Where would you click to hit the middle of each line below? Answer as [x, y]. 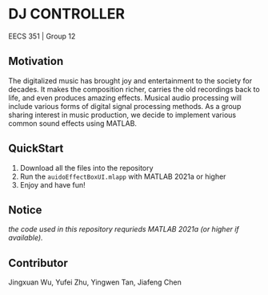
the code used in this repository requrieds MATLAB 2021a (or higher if [124, 229]
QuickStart [36, 149]
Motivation [36, 61]
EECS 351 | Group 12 [42, 36]
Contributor [38, 263]
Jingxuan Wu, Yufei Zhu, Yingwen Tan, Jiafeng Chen [95, 282]
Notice [25, 210]
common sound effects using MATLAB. [73, 123]
